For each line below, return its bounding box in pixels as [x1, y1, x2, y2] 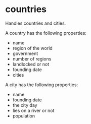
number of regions [12, 55, 52, 61]
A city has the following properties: [5, 82, 78, 88]
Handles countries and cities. [5, 20, 66, 26]
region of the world [12, 45, 53, 51]
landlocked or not [12, 61, 50, 67]
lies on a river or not [12, 107, 55, 113]
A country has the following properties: [5, 30, 87, 36]
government [12, 50, 38, 56]
